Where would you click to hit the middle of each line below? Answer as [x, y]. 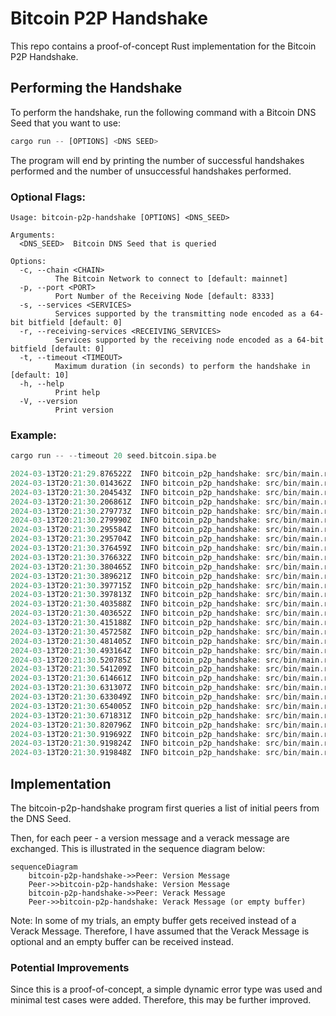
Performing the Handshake [96, 88]
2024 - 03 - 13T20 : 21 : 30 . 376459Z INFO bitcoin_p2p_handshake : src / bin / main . [167, 548]
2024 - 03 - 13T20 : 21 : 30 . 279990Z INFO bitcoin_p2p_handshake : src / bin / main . [167, 520]
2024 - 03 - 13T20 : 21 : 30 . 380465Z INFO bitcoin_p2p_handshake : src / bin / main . [167, 567]
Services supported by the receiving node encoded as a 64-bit [189, 340]
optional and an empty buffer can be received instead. [122, 942]
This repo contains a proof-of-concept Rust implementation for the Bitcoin [163, 46]
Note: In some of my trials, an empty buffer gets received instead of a [153, 921]
